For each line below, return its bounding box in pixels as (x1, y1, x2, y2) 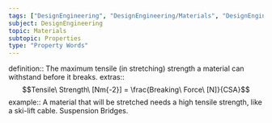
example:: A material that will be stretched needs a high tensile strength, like (8, 97, 263, 107)
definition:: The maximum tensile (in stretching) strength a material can (8, 64, 244, 73)
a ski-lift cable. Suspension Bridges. (8, 106, 129, 116)
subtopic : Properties (8, 34, 82, 43)
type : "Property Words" (8, 42, 89, 50)
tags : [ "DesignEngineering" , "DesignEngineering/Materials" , (8, 11, 219, 20)
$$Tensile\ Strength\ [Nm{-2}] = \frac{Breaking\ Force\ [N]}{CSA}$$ (22, 85, 250, 95)
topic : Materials (8, 27, 67, 35)
